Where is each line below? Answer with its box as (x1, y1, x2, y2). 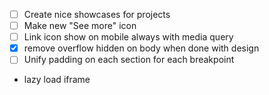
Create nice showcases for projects (23, 9, 171, 20)
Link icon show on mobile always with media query (23, 31, 234, 43)
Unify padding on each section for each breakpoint (23, 54, 235, 66)
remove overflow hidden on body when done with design (23, 42, 260, 54)
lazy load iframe (23, 74, 91, 86)
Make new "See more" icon (23, 20, 137, 32)
